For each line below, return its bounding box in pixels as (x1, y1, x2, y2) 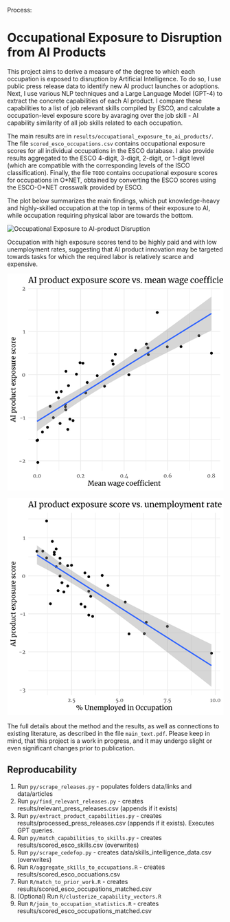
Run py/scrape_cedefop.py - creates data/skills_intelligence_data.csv (16, 848, 211, 857)
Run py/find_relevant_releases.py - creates (16, 797, 144, 805)
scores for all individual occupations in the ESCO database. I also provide (7, 146, 214, 154)
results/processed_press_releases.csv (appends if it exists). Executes (16, 819, 215, 827)
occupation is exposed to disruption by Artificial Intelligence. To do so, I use (7, 74, 222, 83)
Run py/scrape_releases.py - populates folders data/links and (16, 782, 192, 790)
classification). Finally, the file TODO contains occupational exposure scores (7, 168, 218, 176)
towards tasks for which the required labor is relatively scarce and (7, 252, 194, 260)
